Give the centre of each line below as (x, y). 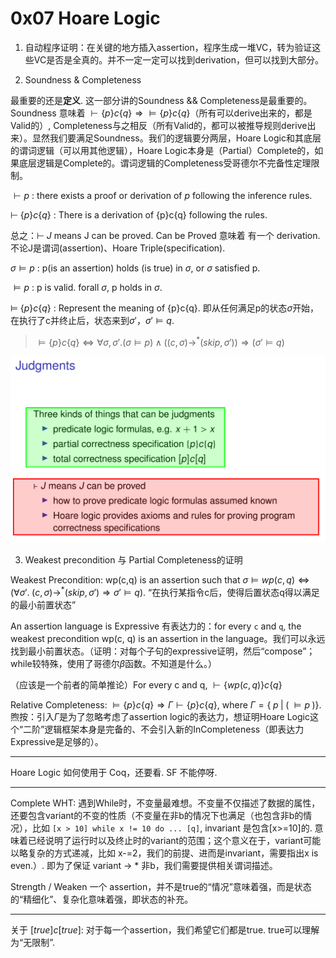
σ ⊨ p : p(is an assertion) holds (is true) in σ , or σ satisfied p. (135, 268)
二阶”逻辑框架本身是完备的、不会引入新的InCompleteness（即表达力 (164, 729)
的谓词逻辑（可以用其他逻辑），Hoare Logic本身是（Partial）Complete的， (162, 150)
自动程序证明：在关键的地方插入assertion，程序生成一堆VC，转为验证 (168, 47)
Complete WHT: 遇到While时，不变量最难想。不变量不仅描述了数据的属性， (165, 803)
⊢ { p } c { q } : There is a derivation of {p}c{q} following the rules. (139, 214)
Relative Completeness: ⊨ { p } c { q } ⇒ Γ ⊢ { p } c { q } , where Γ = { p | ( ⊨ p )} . (166, 705)
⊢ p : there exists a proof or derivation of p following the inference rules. (163, 195)
